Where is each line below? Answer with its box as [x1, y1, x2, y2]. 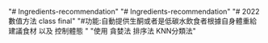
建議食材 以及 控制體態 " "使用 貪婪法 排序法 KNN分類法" [8, 26, 196, 35]
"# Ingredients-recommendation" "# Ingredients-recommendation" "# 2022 [8, 7, 260, 16]
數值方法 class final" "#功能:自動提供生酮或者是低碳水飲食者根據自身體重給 [8, 16, 257, 25]
